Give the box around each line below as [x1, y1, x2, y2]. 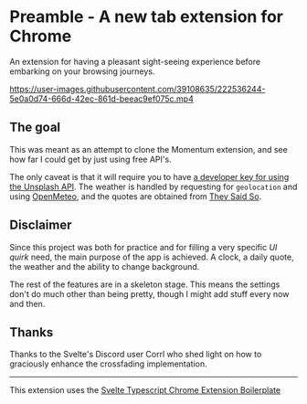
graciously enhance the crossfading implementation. [9, 358, 207, 369]
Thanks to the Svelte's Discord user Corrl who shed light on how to [9, 349, 262, 360]
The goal [9, 120, 61, 135]
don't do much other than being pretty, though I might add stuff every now [9, 288, 290, 299]
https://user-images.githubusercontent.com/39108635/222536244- [9, 83, 266, 94]
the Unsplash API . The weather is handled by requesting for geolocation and [9, 181, 298, 192]
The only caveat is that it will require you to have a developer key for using [9, 171, 290, 182]
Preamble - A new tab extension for [9, 6, 283, 27]
